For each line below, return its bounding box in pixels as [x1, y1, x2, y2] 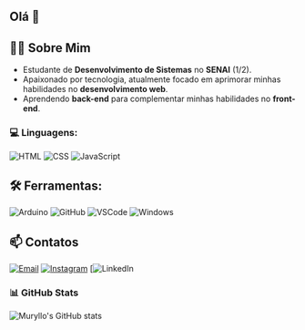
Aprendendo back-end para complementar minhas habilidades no [22, 93, 271, 105]
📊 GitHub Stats [9, 286, 79, 299]
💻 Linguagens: [9, 127, 78, 139]
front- [272, 93, 296, 105]
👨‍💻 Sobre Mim [9, 40, 91, 56]
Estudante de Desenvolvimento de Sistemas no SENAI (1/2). [22, 65, 252, 76]
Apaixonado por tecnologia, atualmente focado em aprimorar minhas [22, 74, 281, 85]
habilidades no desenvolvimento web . [22, 84, 168, 95]
